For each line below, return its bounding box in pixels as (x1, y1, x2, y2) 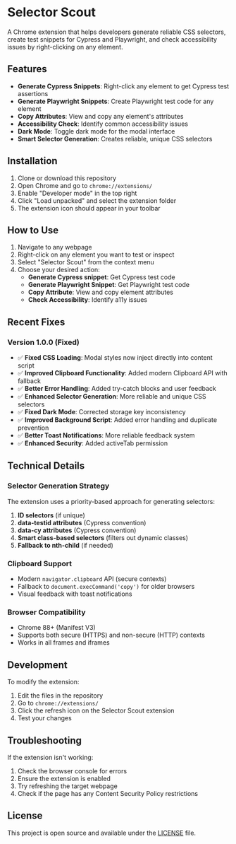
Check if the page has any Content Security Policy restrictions (17, 789, 199, 797)
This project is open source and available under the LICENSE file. (7, 828, 196, 837)
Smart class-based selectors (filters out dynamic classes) (17, 533, 189, 541)
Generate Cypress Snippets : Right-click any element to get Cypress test (17, 82, 230, 90)
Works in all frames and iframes (17, 638, 111, 647)
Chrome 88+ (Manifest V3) (17, 623, 97, 632)
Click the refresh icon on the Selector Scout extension (17, 706, 175, 715)
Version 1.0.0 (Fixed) (7, 337, 80, 347)
